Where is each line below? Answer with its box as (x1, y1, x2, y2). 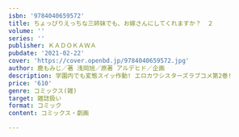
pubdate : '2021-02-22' (8, 49, 85, 57)
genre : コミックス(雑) (8, 86, 78, 95)
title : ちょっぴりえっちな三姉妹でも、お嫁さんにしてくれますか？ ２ (8, 19, 214, 27)
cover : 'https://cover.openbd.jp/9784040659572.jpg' (8, 57, 190, 65)
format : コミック (8, 102, 62, 110)
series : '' (8, 34, 45, 43)
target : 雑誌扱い (8, 94, 62, 102)
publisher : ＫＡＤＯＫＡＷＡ (8, 42, 97, 50)
